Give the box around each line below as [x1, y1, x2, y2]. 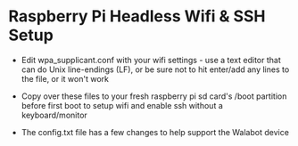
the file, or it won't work [21, 73, 109, 84]
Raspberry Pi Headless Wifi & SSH [8, 6, 266, 27]
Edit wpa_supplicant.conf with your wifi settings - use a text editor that [21, 54, 282, 65]
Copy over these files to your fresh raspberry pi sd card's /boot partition [21, 91, 287, 101]
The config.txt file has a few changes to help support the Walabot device [21, 126, 289, 137]
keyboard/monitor [21, 109, 88, 120]
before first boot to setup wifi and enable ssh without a [21, 100, 224, 110]
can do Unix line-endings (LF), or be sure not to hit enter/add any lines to [21, 64, 290, 75]
